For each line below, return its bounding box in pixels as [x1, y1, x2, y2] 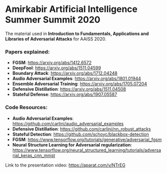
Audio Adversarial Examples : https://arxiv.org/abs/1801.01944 [12, 76, 141, 82]
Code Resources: [5, 104, 48, 111]
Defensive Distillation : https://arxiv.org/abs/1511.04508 [12, 86, 126, 92]
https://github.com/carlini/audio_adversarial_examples [12, 121, 124, 127]
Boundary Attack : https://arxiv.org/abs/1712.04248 [12, 70, 118, 76]
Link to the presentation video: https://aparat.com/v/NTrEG [5, 162, 126, 168]
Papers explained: [5, 48, 50, 55]
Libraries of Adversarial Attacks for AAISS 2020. [5, 36, 107, 42]
